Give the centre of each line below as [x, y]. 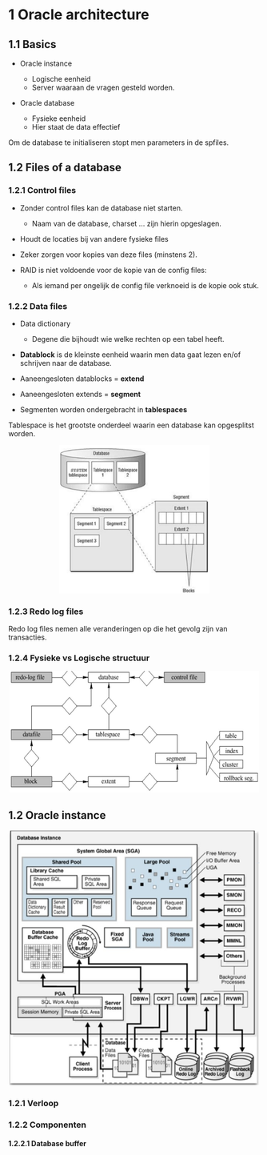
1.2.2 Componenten [47, 1125]
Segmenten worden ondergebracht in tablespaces [104, 409]
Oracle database [47, 103]
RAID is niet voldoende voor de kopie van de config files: [113, 270]
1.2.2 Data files [38, 306]
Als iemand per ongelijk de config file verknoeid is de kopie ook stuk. [145, 285]
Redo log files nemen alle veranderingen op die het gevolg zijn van [118, 629]
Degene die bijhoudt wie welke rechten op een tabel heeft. [128, 339]
